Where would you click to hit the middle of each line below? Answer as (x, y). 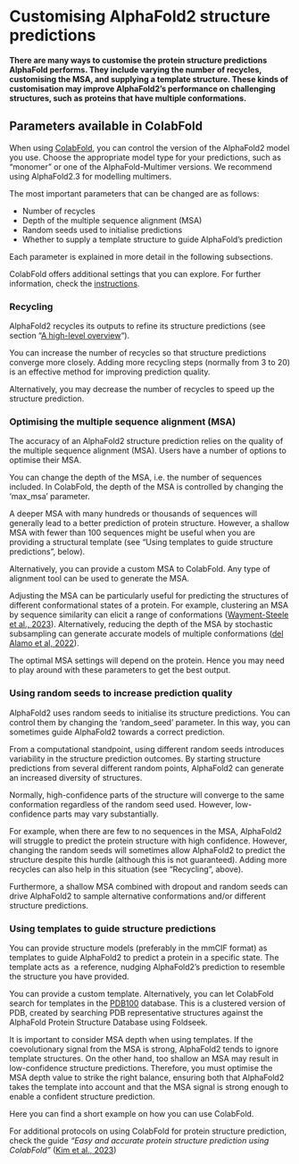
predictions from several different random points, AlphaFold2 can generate (146, 768)
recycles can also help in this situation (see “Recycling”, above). (126, 869)
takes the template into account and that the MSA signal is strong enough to (149, 1086)
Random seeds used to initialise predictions (102, 230)
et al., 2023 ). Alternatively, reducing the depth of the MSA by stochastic (141, 624)
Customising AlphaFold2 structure (140, 17)
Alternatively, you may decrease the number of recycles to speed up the (142, 389)
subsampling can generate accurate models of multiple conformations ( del (146, 634)
